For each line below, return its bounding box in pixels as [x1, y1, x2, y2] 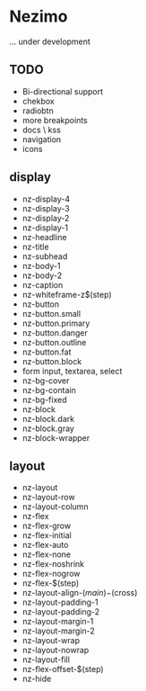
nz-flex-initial [21, 530, 72, 541]
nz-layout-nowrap [21, 645, 90, 656]
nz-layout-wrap [21, 635, 81, 646]
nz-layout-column [21, 501, 89, 512]
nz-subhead [21, 250, 68, 262]
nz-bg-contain [21, 384, 76, 395]
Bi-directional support [21, 85, 104, 96]
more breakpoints [21, 114, 88, 125]
